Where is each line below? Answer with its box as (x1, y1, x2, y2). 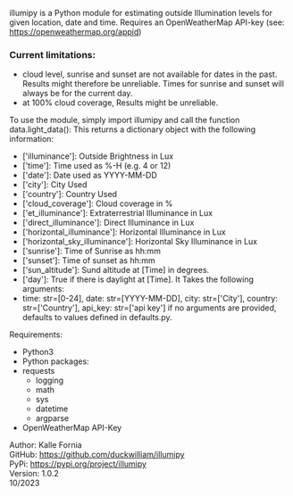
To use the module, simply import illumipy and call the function (9, 115, 240, 126)
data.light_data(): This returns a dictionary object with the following (9, 124, 256, 135)
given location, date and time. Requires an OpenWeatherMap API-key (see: (9, 17, 285, 28)
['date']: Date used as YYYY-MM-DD (21, 169, 158, 181)
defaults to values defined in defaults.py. (21, 312, 172, 323)
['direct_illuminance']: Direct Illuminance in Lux (21, 218, 195, 228)
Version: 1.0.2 (9, 468, 60, 479)
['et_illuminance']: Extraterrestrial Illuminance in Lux (21, 208, 213, 219)
